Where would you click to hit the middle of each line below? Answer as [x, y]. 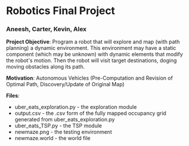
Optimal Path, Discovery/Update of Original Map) [65, 84]
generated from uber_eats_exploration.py [64, 120]
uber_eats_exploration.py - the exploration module [76, 107]
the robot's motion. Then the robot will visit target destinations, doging [92, 60]
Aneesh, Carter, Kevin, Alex [47, 29]
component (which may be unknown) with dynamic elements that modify [95, 55]
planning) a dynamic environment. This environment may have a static [91, 48]
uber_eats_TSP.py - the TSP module [58, 126]
